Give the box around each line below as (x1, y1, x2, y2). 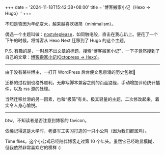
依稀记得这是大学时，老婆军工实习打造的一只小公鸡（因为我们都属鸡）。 (5, 128, 149, 134)
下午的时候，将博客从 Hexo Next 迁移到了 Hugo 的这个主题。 (5, 37, 129, 43)
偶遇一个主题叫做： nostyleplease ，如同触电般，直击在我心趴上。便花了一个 (5, 31, 159, 37)
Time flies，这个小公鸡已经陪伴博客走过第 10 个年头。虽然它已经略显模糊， (5, 138, 157, 144)
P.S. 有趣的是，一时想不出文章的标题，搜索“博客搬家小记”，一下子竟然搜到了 (5, 48, 160, 54)
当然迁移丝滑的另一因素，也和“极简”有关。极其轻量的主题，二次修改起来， (5, 96, 156, 102)
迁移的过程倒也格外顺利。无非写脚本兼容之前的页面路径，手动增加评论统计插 (5, 80, 160, 85)
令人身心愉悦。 (9, 102, 40, 108)
